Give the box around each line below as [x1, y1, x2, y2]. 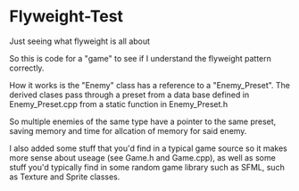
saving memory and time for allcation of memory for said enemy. [9, 125, 247, 136]
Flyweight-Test [9, 6, 123, 27]
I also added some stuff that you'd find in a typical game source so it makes [9, 143, 287, 154]
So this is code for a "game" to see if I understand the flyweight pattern [9, 53, 272, 63]
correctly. [9, 62, 45, 73]
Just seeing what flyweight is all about [9, 36, 150, 46]
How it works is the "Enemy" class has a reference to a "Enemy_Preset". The [9, 79, 291, 90]
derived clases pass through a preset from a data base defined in [9, 89, 250, 100]
